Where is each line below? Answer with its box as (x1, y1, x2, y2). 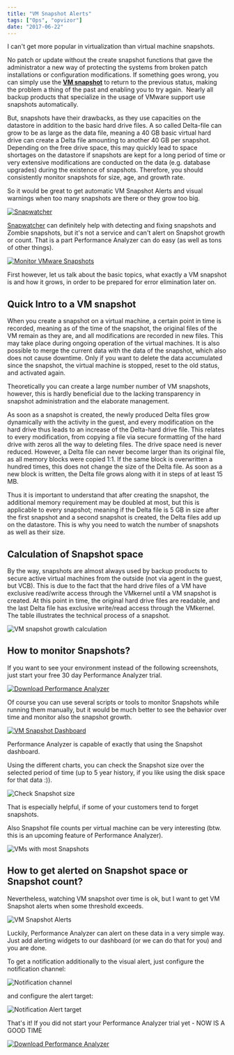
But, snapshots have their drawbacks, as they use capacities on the (7, 114, 201, 122)
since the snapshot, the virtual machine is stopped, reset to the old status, (7, 361, 220, 370)
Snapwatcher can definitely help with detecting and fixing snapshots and (7, 221, 217, 230)
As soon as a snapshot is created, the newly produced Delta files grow (7, 411, 210, 419)
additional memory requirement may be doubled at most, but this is (7, 499, 200, 507)
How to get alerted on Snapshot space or (7, 865, 188, 877)
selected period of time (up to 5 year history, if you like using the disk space (7, 768, 225, 776)
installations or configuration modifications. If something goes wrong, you (7, 71, 219, 79)
